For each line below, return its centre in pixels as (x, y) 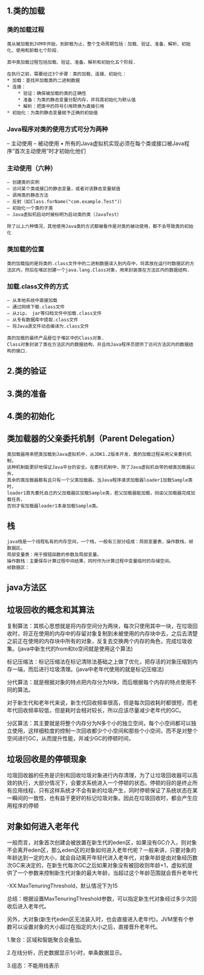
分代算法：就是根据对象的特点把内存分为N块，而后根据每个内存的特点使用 (99, 682)
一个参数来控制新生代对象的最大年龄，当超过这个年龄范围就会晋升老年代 (107, 873)
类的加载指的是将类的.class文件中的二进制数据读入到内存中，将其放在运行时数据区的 (98, 263)
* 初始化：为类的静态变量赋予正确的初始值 (53, 112)
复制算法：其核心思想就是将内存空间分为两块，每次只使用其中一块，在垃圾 (100, 625)
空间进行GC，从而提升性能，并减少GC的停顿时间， (71, 738)
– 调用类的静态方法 (28, 195)
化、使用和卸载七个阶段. (33, 50)
